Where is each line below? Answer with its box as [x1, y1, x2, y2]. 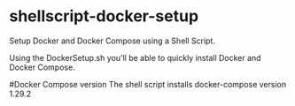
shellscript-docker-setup [9, 6, 199, 26]
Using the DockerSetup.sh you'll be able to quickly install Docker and [9, 52, 261, 63]
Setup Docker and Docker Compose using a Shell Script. [9, 35, 215, 46]
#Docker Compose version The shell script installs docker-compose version [9, 79, 287, 89]
